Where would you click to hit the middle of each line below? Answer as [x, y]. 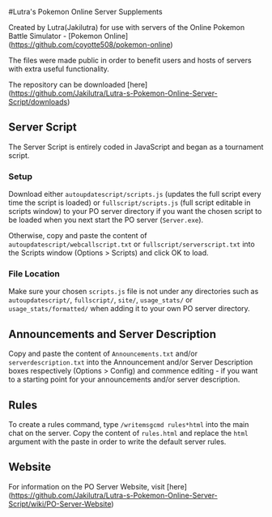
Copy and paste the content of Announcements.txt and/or [103, 354]
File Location [34, 274]
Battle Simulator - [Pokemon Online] [68, 36]
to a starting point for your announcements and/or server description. [124, 379]
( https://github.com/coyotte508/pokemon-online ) [91, 45]
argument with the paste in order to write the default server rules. [117, 442]
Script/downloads [38, 102]
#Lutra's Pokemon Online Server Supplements [86, 12]
